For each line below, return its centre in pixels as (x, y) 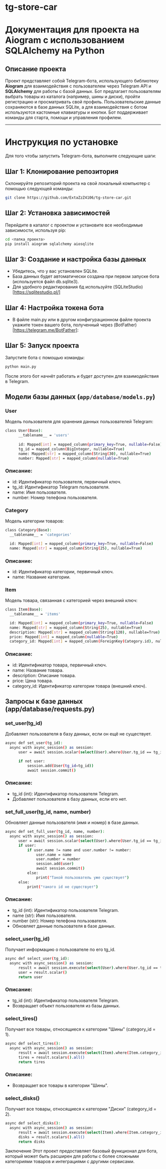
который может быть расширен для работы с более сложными (72, 1156)
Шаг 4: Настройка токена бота (55, 308)
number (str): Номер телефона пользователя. (60, 920)
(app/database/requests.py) (50, 709)
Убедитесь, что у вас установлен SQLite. (55, 271)
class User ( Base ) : (24, 431)
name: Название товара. (38, 670)
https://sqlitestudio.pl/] (37, 292)
